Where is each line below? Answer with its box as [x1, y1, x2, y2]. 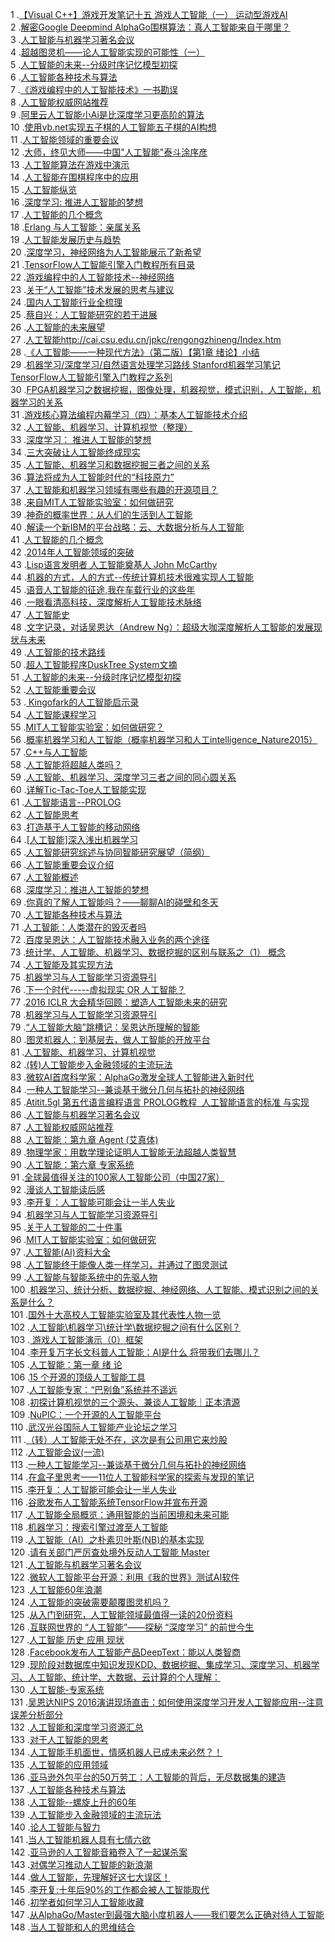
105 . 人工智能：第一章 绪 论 [10, 1359, 123, 1370]
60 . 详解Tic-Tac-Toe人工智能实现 [10, 784, 147, 795]
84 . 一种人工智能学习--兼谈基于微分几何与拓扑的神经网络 [10, 1084, 245, 1095]
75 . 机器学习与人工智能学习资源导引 [10, 971, 158, 983]
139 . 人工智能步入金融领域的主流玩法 [10, 1809, 162, 1820]
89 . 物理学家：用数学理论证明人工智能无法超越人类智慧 [10, 1146, 237, 1158]
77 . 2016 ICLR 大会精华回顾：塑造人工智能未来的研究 [10, 996, 228, 1008]
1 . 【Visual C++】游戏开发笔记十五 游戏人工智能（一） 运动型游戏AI [10, 9, 288, 20]
